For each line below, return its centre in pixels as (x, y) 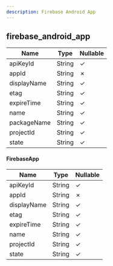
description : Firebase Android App (51, 12)
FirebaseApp (23, 159)
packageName (30, 123)
